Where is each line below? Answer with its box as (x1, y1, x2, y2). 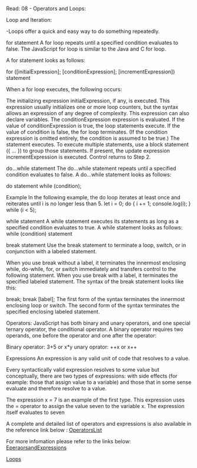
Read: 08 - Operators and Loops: (6, 5, 86, 12)
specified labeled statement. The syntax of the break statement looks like (6, 278, 184, 285)
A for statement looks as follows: (6, 57, 86, 63)
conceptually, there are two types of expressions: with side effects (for (6, 373, 178, 379)
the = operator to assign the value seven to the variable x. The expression (6, 403, 185, 409)
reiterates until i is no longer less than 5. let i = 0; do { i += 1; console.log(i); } (6, 200, 191, 207)
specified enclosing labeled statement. (6, 308, 100, 315)
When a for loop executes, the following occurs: (6, 86, 122, 93)
